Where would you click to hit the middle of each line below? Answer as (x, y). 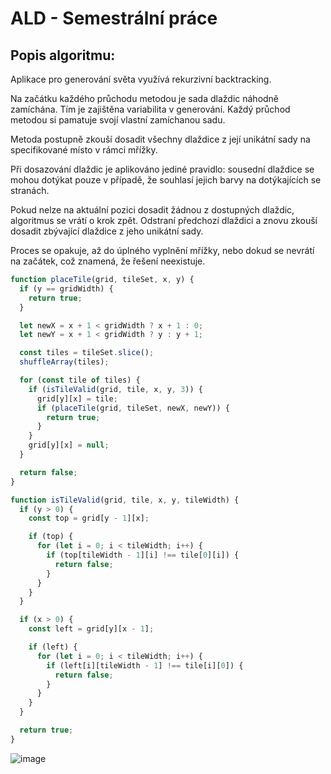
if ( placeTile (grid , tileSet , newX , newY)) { (133, 408)
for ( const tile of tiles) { (80, 380)
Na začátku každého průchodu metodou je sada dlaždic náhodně (145, 98)
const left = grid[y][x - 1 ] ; (91, 629)
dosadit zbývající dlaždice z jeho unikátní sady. (107, 231)
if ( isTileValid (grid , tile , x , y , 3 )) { (115, 389)
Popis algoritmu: (63, 55)
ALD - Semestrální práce (114, 18)
